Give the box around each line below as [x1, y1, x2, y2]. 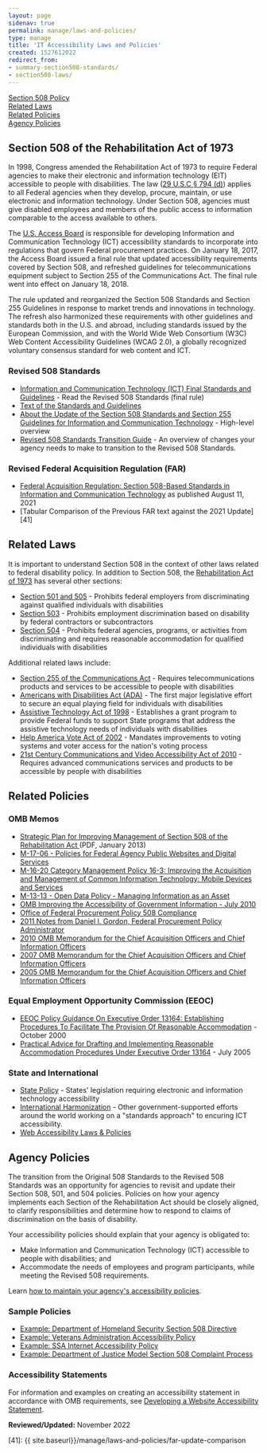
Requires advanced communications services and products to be [19, 758, 234, 768]
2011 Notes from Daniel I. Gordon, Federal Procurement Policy [19, 916, 222, 925]
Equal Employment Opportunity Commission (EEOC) [8, 996, 215, 1007]
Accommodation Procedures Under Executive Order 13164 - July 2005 [19, 1047, 251, 1057]
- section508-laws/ [8, 71, 73, 79]
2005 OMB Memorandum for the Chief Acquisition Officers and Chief [19, 967, 246, 976]
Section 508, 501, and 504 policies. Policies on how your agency [8, 1188, 220, 1198]
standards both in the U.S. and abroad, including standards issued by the [8, 320, 247, 330]
